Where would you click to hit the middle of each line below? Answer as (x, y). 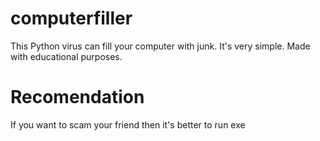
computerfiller (71, 18)
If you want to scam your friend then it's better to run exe (128, 124)
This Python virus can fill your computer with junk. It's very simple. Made (160, 46)
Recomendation (77, 97)
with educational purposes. (66, 56)
